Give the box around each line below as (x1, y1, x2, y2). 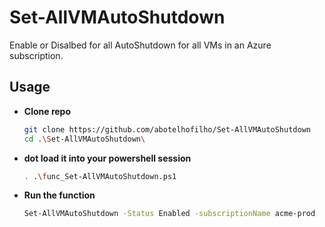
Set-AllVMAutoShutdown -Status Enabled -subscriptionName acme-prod (23, 209, 316, 219)
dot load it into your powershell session (23, 152, 192, 164)
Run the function (23, 189, 96, 201)
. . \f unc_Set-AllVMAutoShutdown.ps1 (23, 171, 177, 181)
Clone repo (23, 105, 72, 117)
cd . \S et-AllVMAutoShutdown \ (23, 134, 146, 144)
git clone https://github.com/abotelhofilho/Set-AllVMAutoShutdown (23, 124, 311, 135)
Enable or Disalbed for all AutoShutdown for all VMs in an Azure (9, 39, 272, 51)
